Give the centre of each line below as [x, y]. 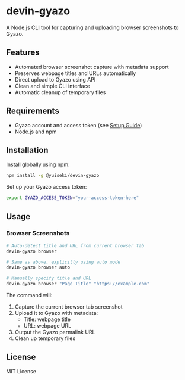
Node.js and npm [36, 132]
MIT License [21, 371]
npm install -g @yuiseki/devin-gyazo [53, 176]
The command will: [29, 295]
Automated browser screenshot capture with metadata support [92, 67]
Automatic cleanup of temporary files [60, 92]
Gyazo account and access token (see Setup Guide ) [78, 125]
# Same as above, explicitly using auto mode [63, 262]
